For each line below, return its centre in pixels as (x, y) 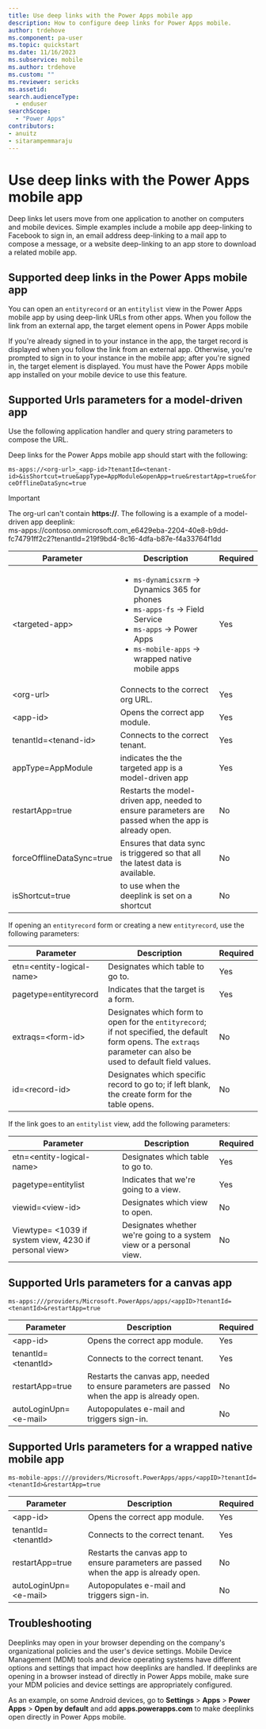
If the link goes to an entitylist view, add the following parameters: (119, 1124)
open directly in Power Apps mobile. (67, 1716)
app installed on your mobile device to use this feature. (98, 375)
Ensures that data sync (163, 843)
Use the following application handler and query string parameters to (121, 431)
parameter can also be (150, 1052)
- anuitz (23, 133)
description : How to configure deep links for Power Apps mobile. (120, 23)
